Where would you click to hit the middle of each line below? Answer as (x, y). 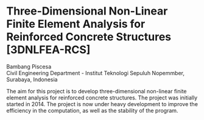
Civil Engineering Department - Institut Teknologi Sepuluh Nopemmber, (95, 73)
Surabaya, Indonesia (32, 79)
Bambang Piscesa (29, 66)
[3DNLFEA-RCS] (48, 50)
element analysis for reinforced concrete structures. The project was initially (102, 98)
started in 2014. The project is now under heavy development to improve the (102, 104)
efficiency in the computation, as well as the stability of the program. (92, 110)
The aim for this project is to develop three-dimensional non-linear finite (97, 91)
